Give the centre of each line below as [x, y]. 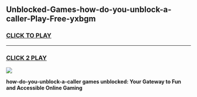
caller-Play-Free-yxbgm [51, 19]
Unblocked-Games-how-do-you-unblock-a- [89, 10]
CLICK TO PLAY [29, 36]
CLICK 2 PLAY [26, 58]
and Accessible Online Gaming [44, 88]
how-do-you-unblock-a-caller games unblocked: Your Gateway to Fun [94, 81]
